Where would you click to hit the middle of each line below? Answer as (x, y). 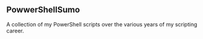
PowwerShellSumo (43, 10)
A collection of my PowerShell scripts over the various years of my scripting (102, 24)
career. (15, 31)
